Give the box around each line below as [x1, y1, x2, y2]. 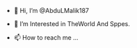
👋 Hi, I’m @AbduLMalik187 [13, 7, 89, 14]
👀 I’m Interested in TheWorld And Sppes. [13, 20, 130, 27]
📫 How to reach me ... [13, 34, 79, 41]
